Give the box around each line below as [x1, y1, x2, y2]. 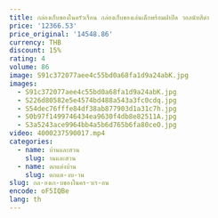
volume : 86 [9, 63, 50, 72]
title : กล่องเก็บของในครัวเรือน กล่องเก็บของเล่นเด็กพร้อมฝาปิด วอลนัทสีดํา [9, 12, 210, 22]
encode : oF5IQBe [9, 187, 69, 196]
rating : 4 [9, 54, 46, 63]
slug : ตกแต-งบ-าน [25, 170, 85, 179]
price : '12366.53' [9, 21, 77, 30]
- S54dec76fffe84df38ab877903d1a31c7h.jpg [17, 104, 177, 113]
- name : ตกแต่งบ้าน [17, 162, 77, 171]
